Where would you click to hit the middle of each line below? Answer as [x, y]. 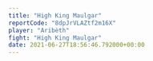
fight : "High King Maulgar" [55, 38]
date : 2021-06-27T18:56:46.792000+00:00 [77, 45]
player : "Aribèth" [39, 30]
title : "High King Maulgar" [55, 15]
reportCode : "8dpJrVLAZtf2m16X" [62, 23]
